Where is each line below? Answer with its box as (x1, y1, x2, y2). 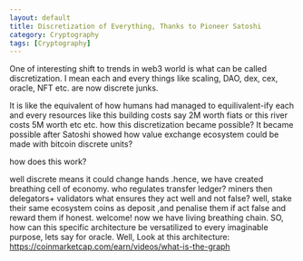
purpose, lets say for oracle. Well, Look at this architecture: (9, 232, 230, 243)
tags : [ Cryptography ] (9, 38, 92, 48)
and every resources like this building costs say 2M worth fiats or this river (9, 110, 288, 121)
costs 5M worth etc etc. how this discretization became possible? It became (9, 120, 294, 130)
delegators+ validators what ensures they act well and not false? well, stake (9, 193, 292, 204)
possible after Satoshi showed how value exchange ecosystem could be (9, 129, 279, 140)
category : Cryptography (9, 30, 100, 39)
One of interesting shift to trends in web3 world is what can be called (9, 63, 268, 74)
